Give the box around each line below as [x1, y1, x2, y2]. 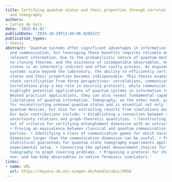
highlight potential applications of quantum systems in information [10, 88, 161, 93]
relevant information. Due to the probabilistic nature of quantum [10, 55, 157, 60]
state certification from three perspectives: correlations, [10, 79, 143, 84]
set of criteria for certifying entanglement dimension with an [10, 121, 150, 126]
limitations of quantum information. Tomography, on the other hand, [10, 97, 161, 102]
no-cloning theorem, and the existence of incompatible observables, [10, 60, 161, 65]
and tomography [10, 12, 42, 17]
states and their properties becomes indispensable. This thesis [10, 74, 153, 79]
